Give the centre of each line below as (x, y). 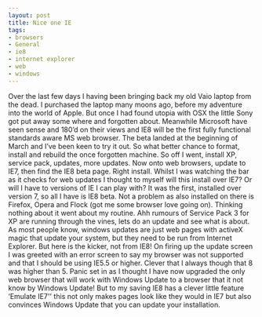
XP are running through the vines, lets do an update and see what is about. (129, 221)
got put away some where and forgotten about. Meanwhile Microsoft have (128, 121)
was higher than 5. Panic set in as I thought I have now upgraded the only (127, 271)
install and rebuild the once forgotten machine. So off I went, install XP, (123, 155)
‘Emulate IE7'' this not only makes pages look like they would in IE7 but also (130, 296)
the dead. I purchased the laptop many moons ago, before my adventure (126, 104)
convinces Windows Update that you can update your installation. (115, 304)
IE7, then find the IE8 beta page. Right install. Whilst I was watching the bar (129, 171)
